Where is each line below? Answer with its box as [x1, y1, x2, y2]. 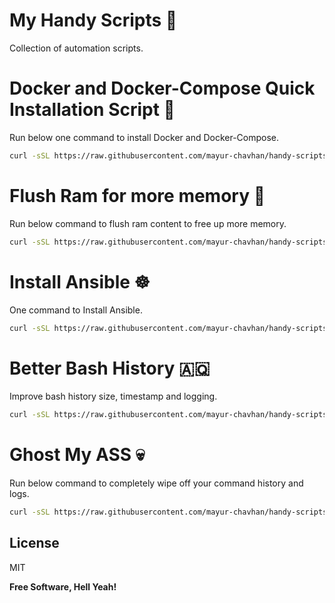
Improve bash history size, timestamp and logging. [9, 390, 218, 403]
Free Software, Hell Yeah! [9, 580, 117, 593]
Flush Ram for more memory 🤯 [9, 184, 266, 207]
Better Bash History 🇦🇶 [9, 357, 211, 379]
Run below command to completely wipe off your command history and [9, 477, 304, 489]
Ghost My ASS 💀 [9, 444, 146, 466]
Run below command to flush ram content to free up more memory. [9, 217, 287, 229]
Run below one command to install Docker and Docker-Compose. [9, 131, 280, 143]
